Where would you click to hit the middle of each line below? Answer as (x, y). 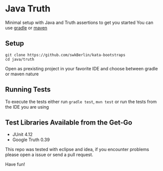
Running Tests (28, 89)
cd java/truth (20, 59)
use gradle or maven (26, 27)
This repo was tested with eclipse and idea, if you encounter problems (77, 150)
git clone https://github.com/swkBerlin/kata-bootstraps (65, 55)
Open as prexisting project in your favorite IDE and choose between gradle (81, 68)
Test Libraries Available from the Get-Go (69, 122)
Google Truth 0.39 (31, 140)
